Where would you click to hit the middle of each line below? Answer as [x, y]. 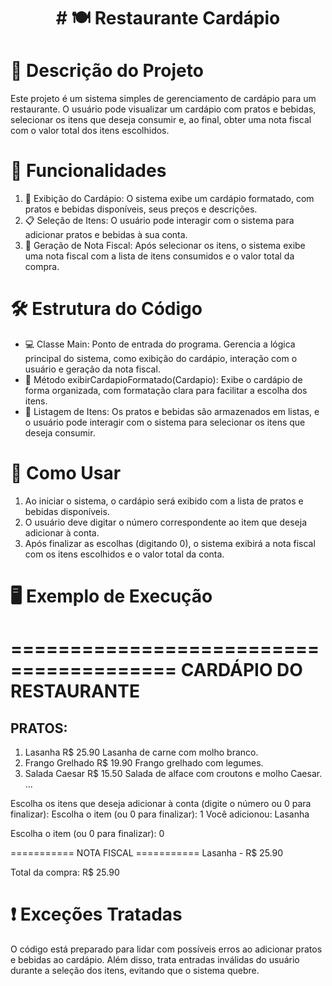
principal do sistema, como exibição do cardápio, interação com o [161, 358]
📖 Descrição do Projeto [107, 71]
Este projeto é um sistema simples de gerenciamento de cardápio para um [163, 99]
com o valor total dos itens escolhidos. [90, 131]
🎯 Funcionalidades [88, 171]
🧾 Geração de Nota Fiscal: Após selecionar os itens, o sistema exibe [165, 246]
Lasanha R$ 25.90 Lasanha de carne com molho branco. [141, 752]
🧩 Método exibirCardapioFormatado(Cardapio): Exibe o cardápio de [163, 379]
